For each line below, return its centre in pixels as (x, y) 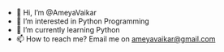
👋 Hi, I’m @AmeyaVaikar (56, 13)
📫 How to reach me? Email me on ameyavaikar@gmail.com (116, 39)
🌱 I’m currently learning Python (68, 30)
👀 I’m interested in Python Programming (83, 21)
